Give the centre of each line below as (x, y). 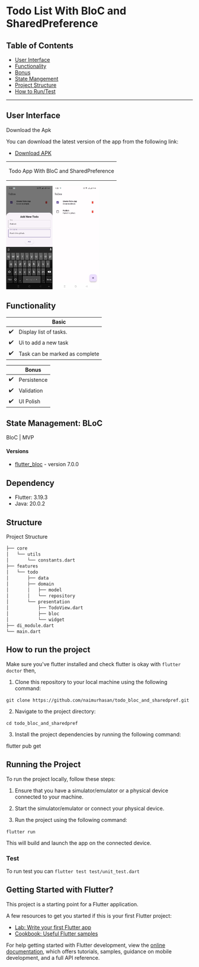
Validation (31, 391)
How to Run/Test (35, 91)
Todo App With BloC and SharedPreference (61, 171)
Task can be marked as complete (59, 354)
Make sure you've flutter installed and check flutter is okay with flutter (94, 664)
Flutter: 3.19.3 (31, 497)
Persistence (33, 379)
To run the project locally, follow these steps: (61, 779)
